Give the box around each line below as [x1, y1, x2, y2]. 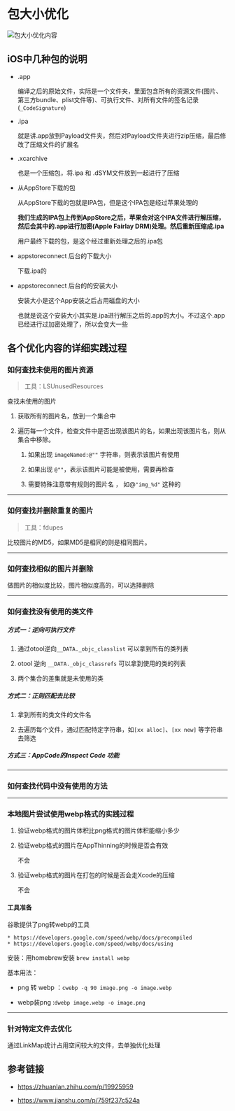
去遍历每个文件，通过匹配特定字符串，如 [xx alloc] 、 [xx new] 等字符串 [17, 725, 223, 733]
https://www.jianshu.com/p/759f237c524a [17, 1096, 140, 1104]
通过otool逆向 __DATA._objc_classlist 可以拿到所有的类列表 [17, 644, 189, 653]
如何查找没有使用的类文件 [7, 607, 94, 616]
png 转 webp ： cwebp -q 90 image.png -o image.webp [17, 983, 173, 991]
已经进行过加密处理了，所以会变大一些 [17, 320, 128, 328]
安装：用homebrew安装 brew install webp [7, 953, 130, 962]
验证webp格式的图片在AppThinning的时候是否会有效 [17, 841, 169, 850]
